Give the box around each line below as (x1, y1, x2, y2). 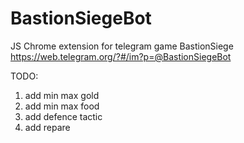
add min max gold (24, 89, 100, 101)
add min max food (24, 100, 100, 112)
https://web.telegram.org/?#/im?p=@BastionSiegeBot (10, 50, 232, 62)
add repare (24, 121, 71, 133)
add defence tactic (24, 110, 103, 122)
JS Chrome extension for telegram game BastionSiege (10, 40, 234, 52)
